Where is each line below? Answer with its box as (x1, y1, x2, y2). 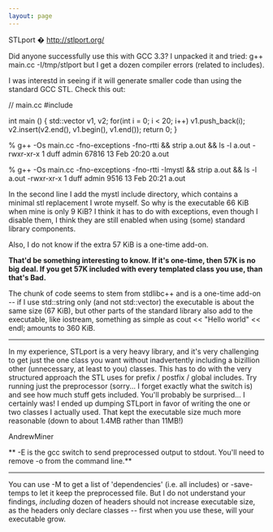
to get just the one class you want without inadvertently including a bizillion (8, 355, 260, 365)
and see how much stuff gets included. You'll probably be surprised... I (8, 389, 245, 399)
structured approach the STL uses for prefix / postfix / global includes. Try (8, 372, 258, 382)
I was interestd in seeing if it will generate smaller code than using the (8, 75, 242, 86)
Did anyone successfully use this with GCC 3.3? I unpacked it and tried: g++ (8, 51, 264, 61)
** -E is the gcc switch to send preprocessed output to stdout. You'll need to (8, 447, 265, 457)
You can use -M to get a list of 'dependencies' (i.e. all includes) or (8, 479, 229, 489)
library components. (8, 223, 76, 233)
